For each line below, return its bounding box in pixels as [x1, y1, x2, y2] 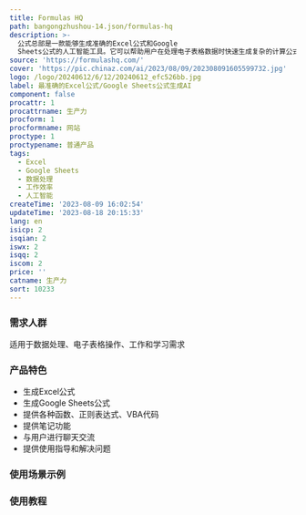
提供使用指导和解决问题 [22, 443, 111, 454]
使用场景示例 [9, 469, 66, 481]
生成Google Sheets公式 [22, 397, 111, 408]
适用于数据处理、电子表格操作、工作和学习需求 [9, 338, 185, 349]
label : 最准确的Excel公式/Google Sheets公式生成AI [9, 81, 192, 90]
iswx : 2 [9, 242, 39, 252]
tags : [9, 149, 30, 158]
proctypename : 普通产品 [9, 140, 94, 149]
